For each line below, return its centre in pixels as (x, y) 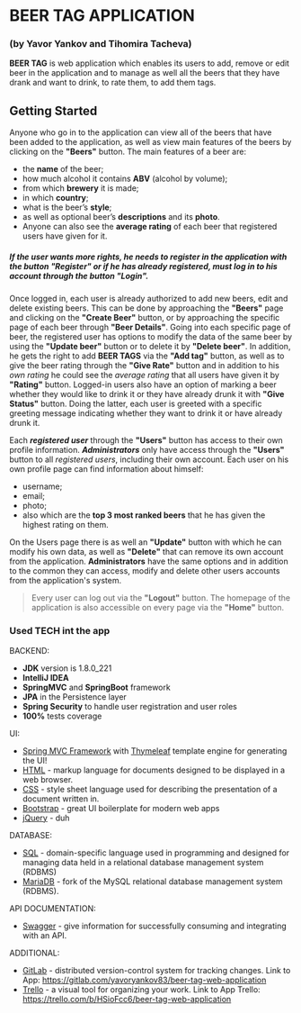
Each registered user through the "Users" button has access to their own (146, 440)
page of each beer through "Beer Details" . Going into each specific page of (150, 327)
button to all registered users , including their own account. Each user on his (149, 459)
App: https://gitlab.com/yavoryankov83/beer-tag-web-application (144, 980)
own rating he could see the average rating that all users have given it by (145, 375)
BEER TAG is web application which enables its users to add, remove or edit (150, 63)
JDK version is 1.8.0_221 (67, 668)
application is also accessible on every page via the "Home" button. (158, 608)
